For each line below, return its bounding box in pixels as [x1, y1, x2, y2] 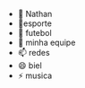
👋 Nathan [17, 9, 53, 19]
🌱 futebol [17, 28, 52, 38]
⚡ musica [17, 70, 53, 81]
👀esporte [17, 18, 52, 29]
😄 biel [17, 60, 42, 71]
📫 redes [17, 48, 51, 57]
